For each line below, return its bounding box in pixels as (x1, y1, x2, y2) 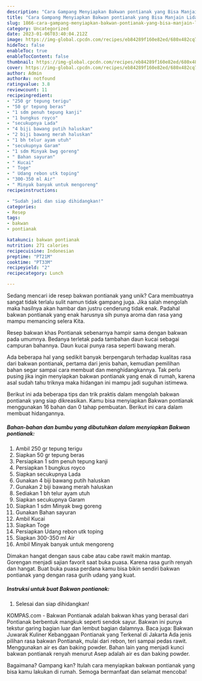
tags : (7, 215, 20, 221)
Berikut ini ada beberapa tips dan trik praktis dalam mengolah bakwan (7, 391, 180, 398)
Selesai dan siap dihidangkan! (15, 600, 89, 607)
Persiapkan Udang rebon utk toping (15, 527, 104, 535)
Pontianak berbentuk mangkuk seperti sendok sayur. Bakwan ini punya (7, 618, 182, 625)
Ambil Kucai (15, 515, 46, 522)
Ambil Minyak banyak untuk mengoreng (15, 541, 114, 548)
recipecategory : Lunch (7, 271, 64, 277)
